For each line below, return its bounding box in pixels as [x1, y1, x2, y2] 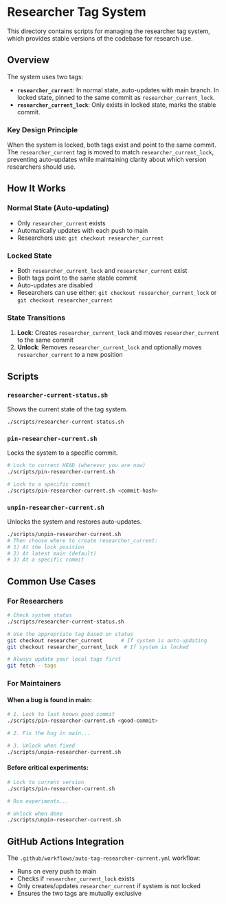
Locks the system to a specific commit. [7, 449, 118, 457]
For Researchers [7, 596, 64, 606]
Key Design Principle [7, 125, 78, 134]
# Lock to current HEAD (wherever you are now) [7, 462, 146, 469]
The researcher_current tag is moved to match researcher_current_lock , [7, 148, 214, 156]
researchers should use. [7, 163, 76, 171]
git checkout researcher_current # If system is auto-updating [7, 637, 207, 644]
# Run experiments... [7, 797, 69, 805]
